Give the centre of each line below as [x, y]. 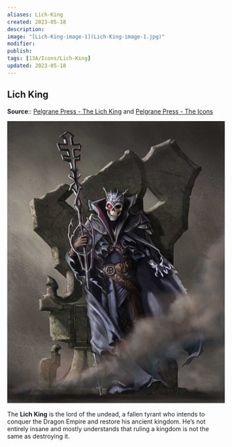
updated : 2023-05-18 [37, 66]
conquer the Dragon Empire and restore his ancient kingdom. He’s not [106, 421]
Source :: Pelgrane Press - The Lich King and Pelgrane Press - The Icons [110, 111]
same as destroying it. [39, 437]
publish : [20, 51]
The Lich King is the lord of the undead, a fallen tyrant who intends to [106, 414]
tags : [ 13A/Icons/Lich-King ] [49, 59]
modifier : [21, 44]
